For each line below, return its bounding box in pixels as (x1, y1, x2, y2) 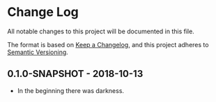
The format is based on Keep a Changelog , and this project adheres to (7, 40, 209, 49)
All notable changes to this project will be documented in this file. (7, 27, 195, 35)
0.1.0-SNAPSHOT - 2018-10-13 (7, 68, 144, 80)
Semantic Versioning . (7, 48, 68, 56)
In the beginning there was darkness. (17, 86, 124, 94)
